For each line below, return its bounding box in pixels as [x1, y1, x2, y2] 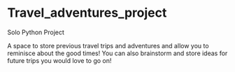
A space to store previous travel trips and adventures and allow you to [7, 41, 209, 50]
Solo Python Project [7, 28, 65, 36]
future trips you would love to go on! [7, 56, 112, 64]
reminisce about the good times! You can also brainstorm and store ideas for [7, 49, 228, 57]
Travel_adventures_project [7, 5, 167, 21]
